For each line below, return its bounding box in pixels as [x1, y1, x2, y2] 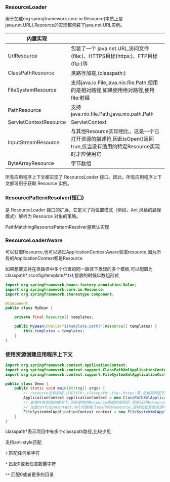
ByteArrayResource [8, 160, 54, 167]
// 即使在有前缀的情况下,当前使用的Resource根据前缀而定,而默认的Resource [23, 400, 165, 405]
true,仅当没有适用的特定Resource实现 [70, 143, 160, 150]
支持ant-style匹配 [5, 439, 42, 446]
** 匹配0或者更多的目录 [5, 471, 54, 477]
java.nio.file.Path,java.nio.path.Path [70, 110, 154, 117]
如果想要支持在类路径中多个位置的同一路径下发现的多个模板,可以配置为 [5, 266, 153, 272]
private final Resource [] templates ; [14, 315, 94, 320]
